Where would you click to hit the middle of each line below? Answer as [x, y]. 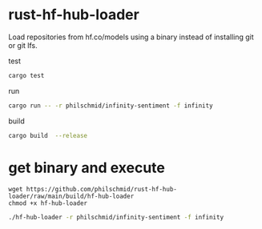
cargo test [26, 75]
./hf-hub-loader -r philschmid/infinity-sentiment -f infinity [116, 217]
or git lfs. [23, 45]
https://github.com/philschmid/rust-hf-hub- [102, 189]
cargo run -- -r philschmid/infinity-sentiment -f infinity [111, 106]
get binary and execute [87, 168]
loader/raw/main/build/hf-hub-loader [71, 196]
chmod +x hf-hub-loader [48, 203]
